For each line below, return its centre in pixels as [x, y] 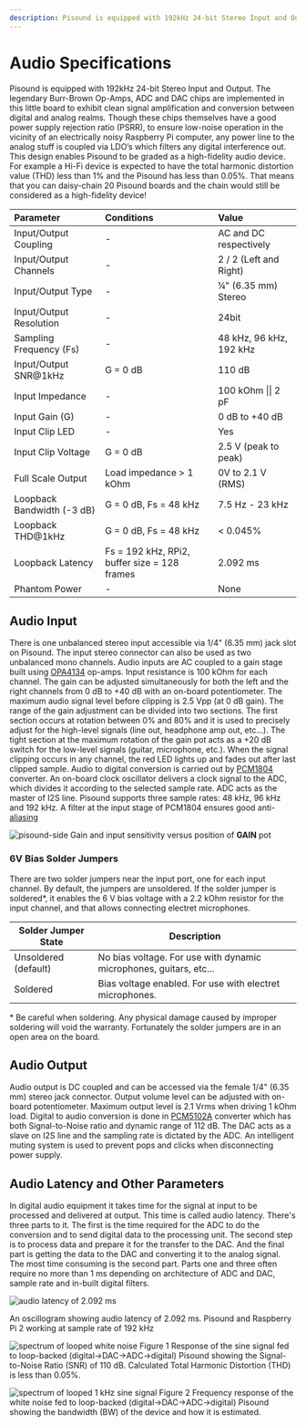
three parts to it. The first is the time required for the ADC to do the [134, 1225]
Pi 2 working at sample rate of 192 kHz [82, 1328]
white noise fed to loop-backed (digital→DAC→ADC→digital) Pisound [139, 1402]
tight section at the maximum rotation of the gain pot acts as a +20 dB [140, 740]
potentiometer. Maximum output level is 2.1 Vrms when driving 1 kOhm [165, 1107]
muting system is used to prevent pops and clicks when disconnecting [142, 1145]
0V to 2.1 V [242, 473]
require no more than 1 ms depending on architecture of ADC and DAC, [143, 1274]
